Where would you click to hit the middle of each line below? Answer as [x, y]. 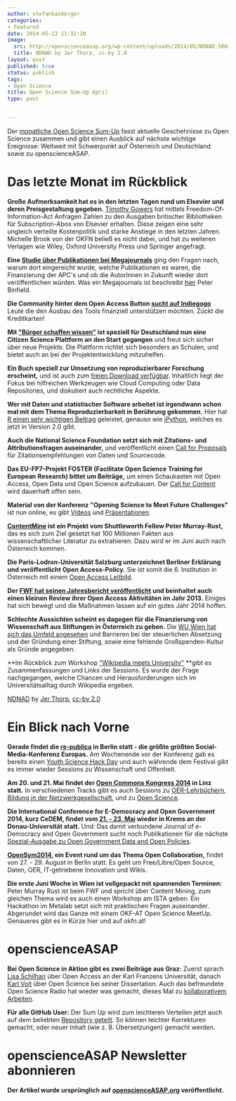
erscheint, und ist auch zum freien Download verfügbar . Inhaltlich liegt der [116, 375]
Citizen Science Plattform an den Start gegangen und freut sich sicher [111, 339]
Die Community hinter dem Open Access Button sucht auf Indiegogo [109, 303]
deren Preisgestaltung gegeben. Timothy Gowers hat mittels [96, 209]
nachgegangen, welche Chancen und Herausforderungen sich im [102, 677]
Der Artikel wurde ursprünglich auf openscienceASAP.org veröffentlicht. [116, 1090]
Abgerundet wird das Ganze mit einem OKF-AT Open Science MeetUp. [110, 913]
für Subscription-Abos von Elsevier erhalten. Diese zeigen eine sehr [105, 224]
